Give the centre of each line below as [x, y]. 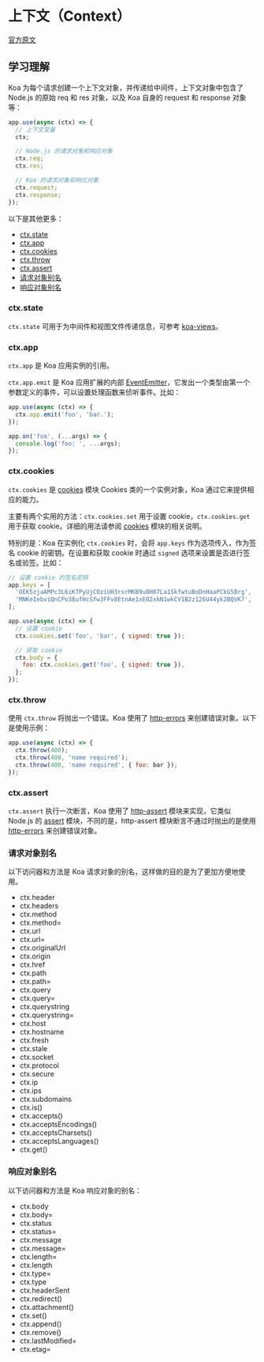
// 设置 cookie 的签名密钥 [48, 577]
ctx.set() [33, 1315]
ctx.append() [41, 1324]
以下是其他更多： [36, 218]
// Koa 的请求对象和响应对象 [57, 180]
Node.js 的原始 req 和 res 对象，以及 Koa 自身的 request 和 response [119, 97]
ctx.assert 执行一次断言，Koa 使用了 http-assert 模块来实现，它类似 [119, 811]
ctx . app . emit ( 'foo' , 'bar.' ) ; [65, 414]
